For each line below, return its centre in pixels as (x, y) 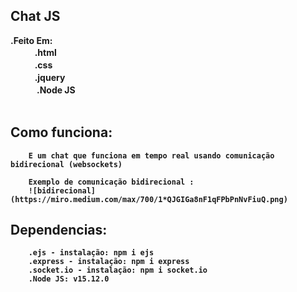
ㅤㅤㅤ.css (31, 65)
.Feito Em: (31, 40)
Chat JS (35, 16)
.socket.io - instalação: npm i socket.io (118, 270)
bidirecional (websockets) (66, 164)
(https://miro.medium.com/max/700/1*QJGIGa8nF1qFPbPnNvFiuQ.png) (149, 199)
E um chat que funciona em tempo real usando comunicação (151, 155)
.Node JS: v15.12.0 (69, 279)
